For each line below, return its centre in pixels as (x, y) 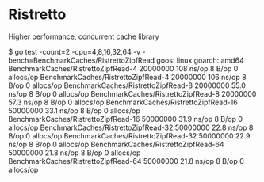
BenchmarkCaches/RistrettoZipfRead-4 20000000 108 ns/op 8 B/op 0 (123, 68)
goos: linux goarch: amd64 (200, 60)
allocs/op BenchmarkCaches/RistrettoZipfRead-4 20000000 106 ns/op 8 (128, 77)
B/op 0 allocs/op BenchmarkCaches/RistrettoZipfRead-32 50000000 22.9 (130, 135)
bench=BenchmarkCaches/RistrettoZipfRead (82, 60)
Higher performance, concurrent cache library (84, 36)
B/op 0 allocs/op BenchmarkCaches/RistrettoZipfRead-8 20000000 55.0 (127, 85)
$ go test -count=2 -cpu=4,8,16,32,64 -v (75, 51)
